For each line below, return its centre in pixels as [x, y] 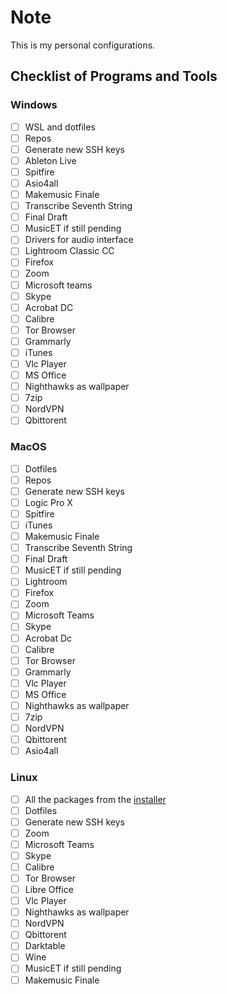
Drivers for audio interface [79, 240]
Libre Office [49, 890]
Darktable [45, 946]
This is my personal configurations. [83, 45]
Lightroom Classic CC [69, 251]
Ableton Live [50, 160]
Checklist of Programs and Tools [114, 76]
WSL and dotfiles [60, 127]
